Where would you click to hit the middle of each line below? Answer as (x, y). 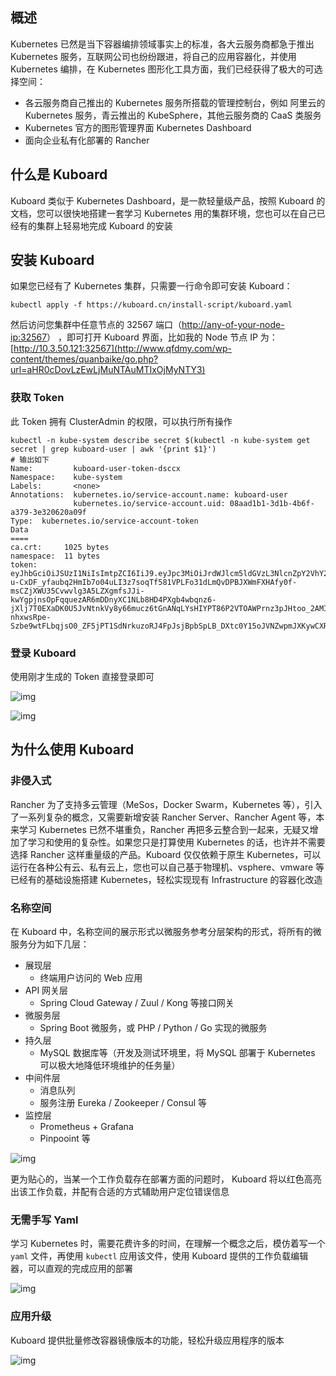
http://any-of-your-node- (233, 325)
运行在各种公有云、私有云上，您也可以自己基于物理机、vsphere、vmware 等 (167, 867)
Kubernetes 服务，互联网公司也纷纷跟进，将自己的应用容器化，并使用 (153, 56)
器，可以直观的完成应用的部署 (71, 1269)
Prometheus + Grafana (86, 1127)
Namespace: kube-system (66, 477)
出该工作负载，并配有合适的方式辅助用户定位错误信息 (120, 1192)
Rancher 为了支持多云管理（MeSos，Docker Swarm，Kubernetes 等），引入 (166, 804)
